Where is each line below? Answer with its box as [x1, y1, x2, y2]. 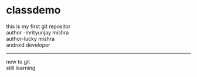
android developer [6, 41, 51, 48]
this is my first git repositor [6, 23, 71, 30]
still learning [6, 64, 36, 71]
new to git [6, 58, 30, 65]
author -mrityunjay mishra [6, 29, 69, 36]
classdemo [6, 3, 61, 17]
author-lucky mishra [6, 35, 55, 42]
